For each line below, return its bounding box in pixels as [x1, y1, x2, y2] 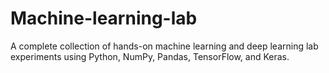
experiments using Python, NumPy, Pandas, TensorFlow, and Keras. [10, 50, 290, 62]
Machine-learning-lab [10, 7, 198, 30]
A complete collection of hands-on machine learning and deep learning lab [10, 40, 319, 52]
